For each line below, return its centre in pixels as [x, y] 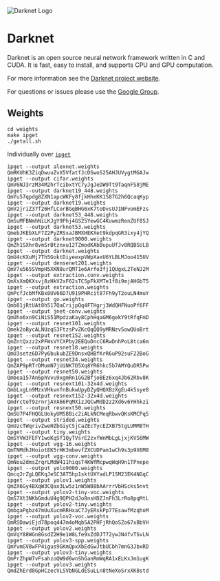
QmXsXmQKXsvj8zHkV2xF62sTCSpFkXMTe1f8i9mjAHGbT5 [78, 281]
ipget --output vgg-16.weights [52, 444]
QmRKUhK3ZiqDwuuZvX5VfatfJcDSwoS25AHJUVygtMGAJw [78, 172]
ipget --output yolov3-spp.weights [58, 540]
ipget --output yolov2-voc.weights [58, 516]
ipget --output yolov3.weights [52, 564]
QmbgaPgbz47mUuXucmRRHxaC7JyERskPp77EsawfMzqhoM [78, 510]
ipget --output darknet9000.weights [59, 239]
